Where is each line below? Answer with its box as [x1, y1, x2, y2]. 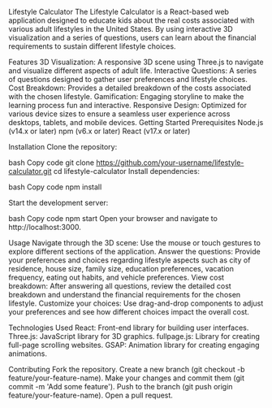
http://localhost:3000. [8, 223, 81, 232]
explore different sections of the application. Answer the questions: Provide [8, 247, 261, 256]
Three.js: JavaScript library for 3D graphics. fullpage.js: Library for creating [8, 332, 260, 341]
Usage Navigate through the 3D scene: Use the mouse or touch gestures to [8, 238, 261, 247]
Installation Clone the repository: [8, 142, 118, 151]
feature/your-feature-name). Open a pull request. [8, 390, 173, 400]
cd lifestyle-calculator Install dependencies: [53, 167, 201, 176]
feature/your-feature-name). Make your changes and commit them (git [8, 373, 245, 383]
